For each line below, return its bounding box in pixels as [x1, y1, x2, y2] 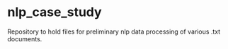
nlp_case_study [7, 4, 102, 20]
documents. [7, 34, 42, 43]
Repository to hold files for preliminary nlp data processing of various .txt [7, 27, 221, 36]
